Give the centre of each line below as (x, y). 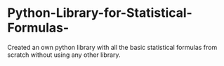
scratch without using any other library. (64, 55)
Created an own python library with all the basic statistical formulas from (112, 47)
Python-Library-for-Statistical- (100, 13)
